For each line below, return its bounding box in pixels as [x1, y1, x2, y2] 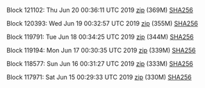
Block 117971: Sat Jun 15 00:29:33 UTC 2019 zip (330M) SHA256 [6, 73, 192, 81]
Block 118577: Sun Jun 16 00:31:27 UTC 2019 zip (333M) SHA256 [6, 60, 194, 68]
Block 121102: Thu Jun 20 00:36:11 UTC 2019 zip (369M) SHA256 [6, 6, 194, 14]
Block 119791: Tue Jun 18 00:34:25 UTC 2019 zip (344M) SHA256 [6, 33, 194, 41]
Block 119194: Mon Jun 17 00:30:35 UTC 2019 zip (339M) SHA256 [6, 46, 196, 54]
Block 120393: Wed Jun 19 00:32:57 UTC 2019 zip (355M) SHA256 [6, 19, 199, 27]
